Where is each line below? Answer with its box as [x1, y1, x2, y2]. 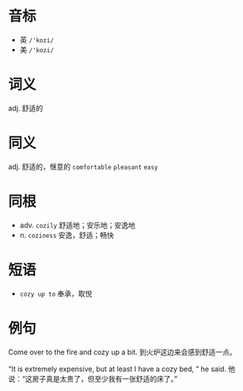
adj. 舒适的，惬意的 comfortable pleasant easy [8, 162, 158, 171]
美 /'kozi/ [19, 44, 54, 54]
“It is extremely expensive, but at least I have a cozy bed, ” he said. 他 [8, 364, 236, 374]
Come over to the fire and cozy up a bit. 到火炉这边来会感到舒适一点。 [8, 347, 237, 357]
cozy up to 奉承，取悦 [19, 289, 93, 298]
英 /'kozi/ [19, 35, 54, 44]
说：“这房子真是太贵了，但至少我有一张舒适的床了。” [8, 374, 178, 383]
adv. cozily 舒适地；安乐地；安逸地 [19, 220, 136, 230]
